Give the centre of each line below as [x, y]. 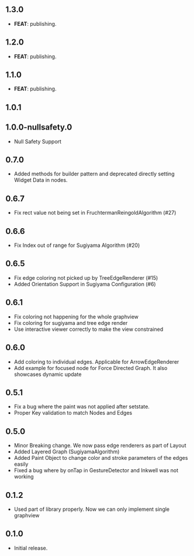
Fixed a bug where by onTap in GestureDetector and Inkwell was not [96, 470]
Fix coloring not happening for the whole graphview [76, 317]
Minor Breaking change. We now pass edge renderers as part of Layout [100, 446]
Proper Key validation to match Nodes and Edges [73, 413]
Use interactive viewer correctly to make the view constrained [89, 329]
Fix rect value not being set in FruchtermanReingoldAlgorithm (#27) [95, 213]
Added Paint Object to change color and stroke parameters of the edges [101, 458]
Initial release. [31, 548]
